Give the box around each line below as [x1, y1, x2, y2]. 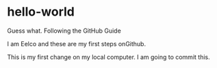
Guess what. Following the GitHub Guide [7, 27, 121, 35]
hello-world [7, 4, 75, 20]
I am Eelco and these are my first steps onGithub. [7, 39, 146, 48]
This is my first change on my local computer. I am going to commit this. [7, 52, 210, 61]
